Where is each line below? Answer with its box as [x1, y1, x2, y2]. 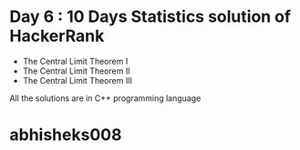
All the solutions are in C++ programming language [9, 93, 202, 104]
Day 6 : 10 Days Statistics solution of [9, 6, 292, 27]
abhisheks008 [9, 125, 122, 145]
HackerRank [9, 25, 105, 46]
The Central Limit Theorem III [22, 75, 132, 85]
